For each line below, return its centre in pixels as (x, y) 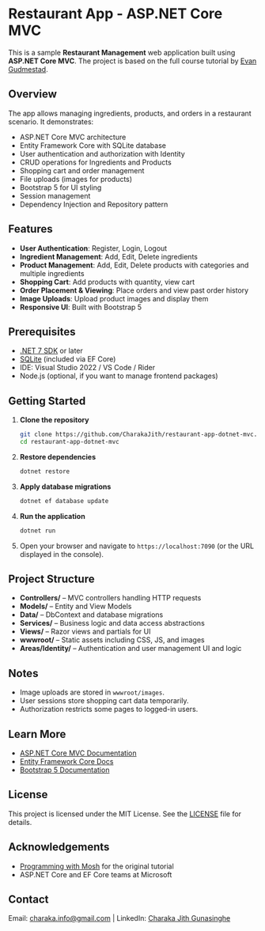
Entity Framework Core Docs (66, 761)
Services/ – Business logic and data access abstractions (112, 623)
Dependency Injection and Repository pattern (94, 204)
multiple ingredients (52, 273)
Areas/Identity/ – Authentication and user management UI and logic (131, 649)
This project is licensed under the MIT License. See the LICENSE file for (125, 814)
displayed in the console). (62, 554)
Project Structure (51, 579)
